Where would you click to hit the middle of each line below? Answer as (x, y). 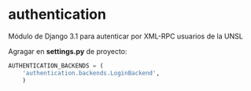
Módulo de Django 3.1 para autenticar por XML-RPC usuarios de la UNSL (126, 36)
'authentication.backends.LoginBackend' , (91, 73)
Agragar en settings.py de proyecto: (68, 51)
